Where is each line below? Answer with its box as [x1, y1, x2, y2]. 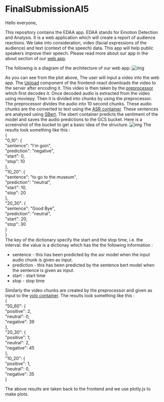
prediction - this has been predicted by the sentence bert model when [12, 262, 155, 268]
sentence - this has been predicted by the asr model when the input [12, 251, 150, 257]
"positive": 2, [5, 308, 32, 314]
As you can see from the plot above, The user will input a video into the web [5, 74, 160, 80]
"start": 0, [5, 153, 25, 159]
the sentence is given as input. [12, 267, 75, 273]
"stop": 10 [5, 158, 26, 164]
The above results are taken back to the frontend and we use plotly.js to [5, 386, 151, 392]
